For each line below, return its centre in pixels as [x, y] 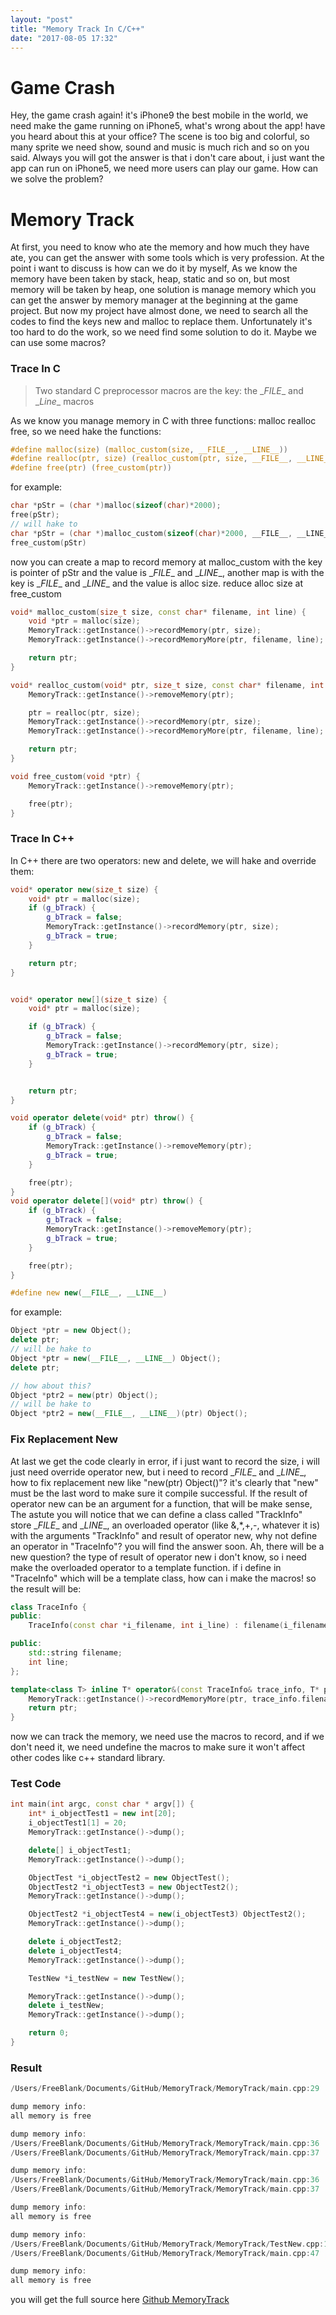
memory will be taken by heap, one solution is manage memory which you [163, 290]
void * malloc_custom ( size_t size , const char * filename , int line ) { [158, 612]
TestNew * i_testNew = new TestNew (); [107, 1978]
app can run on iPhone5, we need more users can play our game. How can [164, 168]
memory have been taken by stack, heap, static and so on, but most [150, 279]
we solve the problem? [57, 179]
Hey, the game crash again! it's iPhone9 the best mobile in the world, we [159, 115]
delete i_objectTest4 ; [75, 1951]
